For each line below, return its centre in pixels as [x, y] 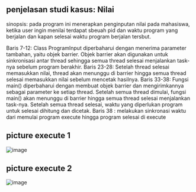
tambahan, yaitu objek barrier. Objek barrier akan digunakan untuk [87, 54]
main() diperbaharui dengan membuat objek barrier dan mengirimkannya [95, 86]
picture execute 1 [38, 136]
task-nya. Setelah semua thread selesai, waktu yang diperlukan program [94, 104]
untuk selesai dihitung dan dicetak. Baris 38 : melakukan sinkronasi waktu [96, 110]
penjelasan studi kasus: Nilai [60, 10]
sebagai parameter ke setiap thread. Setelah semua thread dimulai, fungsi [96, 92]
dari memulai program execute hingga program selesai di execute [86, 117]
